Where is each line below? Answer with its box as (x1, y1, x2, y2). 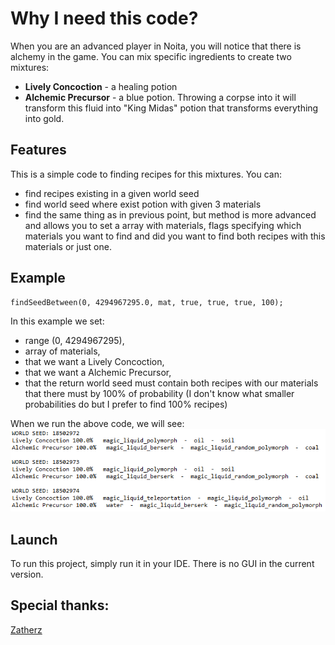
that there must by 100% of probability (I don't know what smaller (24, 387, 295, 399)
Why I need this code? (10, 7, 199, 30)
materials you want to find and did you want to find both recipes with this (24, 230, 326, 242)
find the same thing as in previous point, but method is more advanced (24, 208, 317, 221)
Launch (10, 531, 58, 548)
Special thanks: (10, 597, 110, 614)
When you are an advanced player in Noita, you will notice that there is (10, 40, 302, 52)
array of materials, (24, 345, 101, 357)
